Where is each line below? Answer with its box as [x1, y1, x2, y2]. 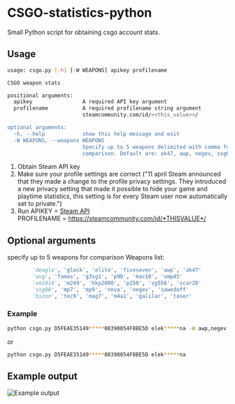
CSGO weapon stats [7, 79, 61, 87]
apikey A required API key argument [13, 98, 168, 105]
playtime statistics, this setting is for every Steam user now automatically [17, 192, 228, 200]
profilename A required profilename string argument [13, 105, 201, 112]
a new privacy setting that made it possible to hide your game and [17, 185, 208, 193]
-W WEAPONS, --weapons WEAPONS [13, 137, 105, 144]
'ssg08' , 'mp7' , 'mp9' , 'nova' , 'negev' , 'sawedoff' [32, 286, 190, 293]
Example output [7, 371, 78, 382]
